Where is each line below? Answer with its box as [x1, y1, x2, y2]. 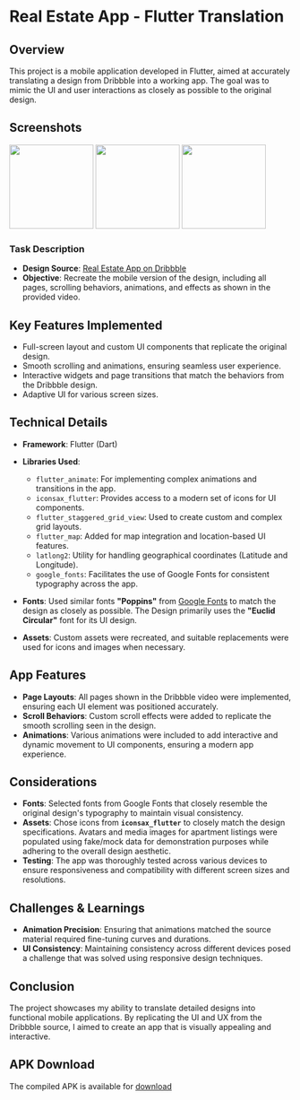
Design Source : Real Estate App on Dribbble [21, 263, 186, 274]
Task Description [9, 242, 85, 255]
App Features [9, 668, 87, 683]
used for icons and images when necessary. [21, 641, 186, 652]
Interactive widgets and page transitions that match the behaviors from [21, 369, 285, 380]
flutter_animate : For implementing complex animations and [35, 473, 257, 484]
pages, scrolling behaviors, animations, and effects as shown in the [21, 282, 271, 293]
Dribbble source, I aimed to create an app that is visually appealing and [9, 1021, 271, 1032]
